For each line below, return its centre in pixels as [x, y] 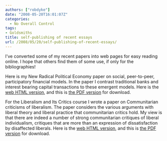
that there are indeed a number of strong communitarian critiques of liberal [82, 118]
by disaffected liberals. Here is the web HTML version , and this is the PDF [81, 128]
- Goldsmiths [19, 33]
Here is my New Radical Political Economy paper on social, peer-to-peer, [80, 76]
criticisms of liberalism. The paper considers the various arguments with [79, 107]
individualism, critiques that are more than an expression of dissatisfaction [82, 123]
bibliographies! [20, 67]
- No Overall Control [32, 24]
